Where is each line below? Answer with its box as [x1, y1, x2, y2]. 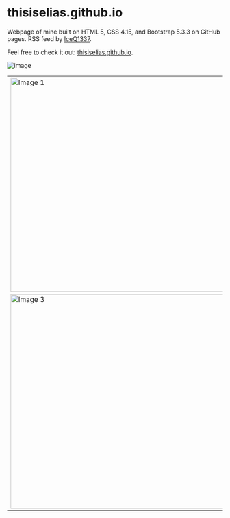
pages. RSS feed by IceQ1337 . [7, 34, 92, 43]
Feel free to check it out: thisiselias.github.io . [7, 48, 133, 56]
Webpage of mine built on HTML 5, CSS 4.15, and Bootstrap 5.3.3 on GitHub [7, 27, 220, 36]
